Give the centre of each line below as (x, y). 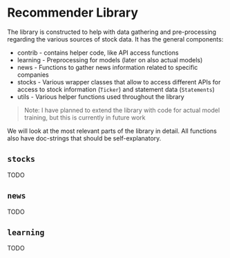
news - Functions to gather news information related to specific (107, 67)
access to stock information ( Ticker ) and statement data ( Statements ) (116, 89)
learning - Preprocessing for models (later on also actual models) (110, 59)
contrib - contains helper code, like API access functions (98, 53)
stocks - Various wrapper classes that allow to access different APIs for (119, 82)
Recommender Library (73, 13)
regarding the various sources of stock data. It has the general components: (115, 39)
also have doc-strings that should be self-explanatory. (84, 138)
